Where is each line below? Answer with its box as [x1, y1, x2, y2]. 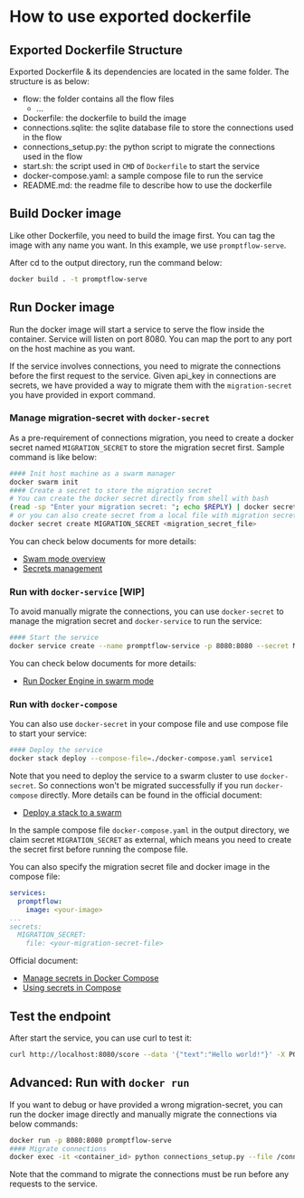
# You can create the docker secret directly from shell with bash [9, 495, 270, 504]
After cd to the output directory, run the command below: [9, 257, 223, 268]
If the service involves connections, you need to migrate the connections [9, 360, 281, 372]
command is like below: [9, 451, 98, 462]
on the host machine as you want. [9, 343, 136, 354]
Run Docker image [9, 300, 115, 316]
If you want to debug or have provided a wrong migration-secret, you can [9, 1099, 283, 1109]
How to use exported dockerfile [9, 6, 252, 27]
